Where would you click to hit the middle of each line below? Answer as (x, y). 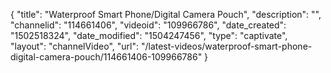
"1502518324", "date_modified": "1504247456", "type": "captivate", (149, 35)
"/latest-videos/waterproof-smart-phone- (226, 46)
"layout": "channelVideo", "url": (75, 46)
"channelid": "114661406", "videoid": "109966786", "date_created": (148, 25)
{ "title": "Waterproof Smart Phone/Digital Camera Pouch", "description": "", (166, 14)
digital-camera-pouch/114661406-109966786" (106, 57)
